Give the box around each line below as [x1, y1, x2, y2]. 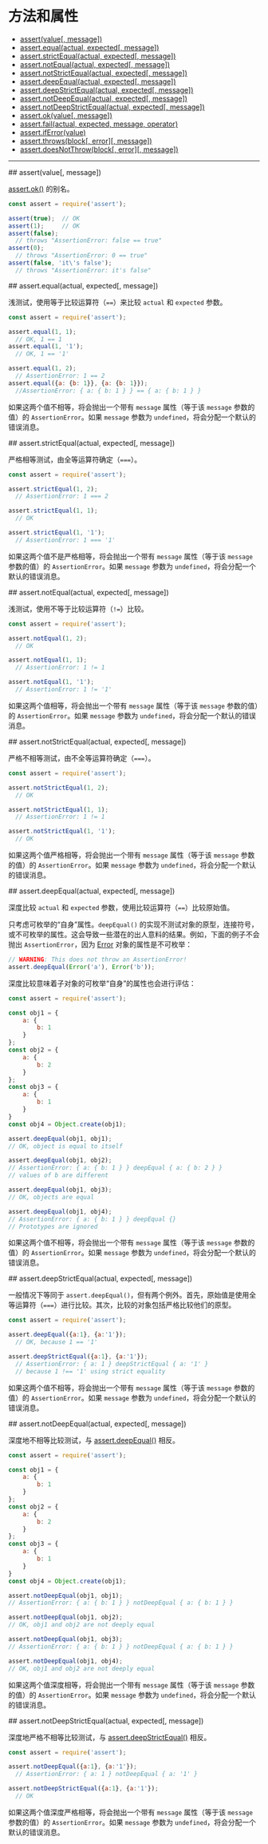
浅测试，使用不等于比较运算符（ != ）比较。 [8, 604, 149, 614]
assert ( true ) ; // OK [8, 214, 81, 222]
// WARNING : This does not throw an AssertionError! [8, 956, 187, 964]
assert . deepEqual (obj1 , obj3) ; [8, 1186, 112, 1194]
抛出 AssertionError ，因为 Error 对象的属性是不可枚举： [8, 940, 193, 949]
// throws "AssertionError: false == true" [15, 236, 162, 244]
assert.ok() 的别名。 [8, 184, 74, 193]
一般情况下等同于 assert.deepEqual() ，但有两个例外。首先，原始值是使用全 [8, 1290, 257, 1300]
